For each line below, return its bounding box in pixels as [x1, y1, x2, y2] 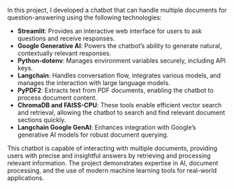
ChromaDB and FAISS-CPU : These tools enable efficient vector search [17, 101, 222, 109]
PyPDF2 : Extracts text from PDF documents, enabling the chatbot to [17, 86, 214, 94]
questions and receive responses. [17, 34, 115, 43]
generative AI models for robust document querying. [17, 130, 169, 139]
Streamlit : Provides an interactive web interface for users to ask [17, 27, 203, 35]
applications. [7, 174, 44, 182]
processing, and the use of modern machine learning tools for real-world [7, 167, 217, 174]
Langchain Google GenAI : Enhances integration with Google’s [17, 123, 196, 131]
